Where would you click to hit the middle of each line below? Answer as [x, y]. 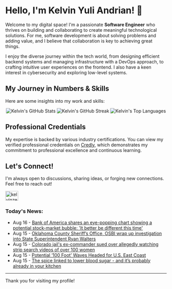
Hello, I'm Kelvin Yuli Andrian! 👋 [74, 10]
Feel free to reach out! [29, 184]
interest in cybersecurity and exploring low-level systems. [66, 72]
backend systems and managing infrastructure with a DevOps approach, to [84, 61]
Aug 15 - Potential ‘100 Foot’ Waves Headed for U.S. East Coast [79, 255]
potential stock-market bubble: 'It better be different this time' [78, 228]
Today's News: [24, 211]
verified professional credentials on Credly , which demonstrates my [77, 145]
